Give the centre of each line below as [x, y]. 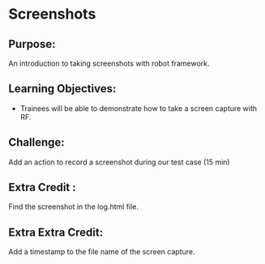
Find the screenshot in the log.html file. [74, 207]
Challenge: [36, 143]
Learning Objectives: [62, 89]
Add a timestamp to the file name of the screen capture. [102, 252]
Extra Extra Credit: [56, 232]
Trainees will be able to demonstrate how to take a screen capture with [139, 108]
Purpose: [32, 44]
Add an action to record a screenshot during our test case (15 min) [119, 162]
